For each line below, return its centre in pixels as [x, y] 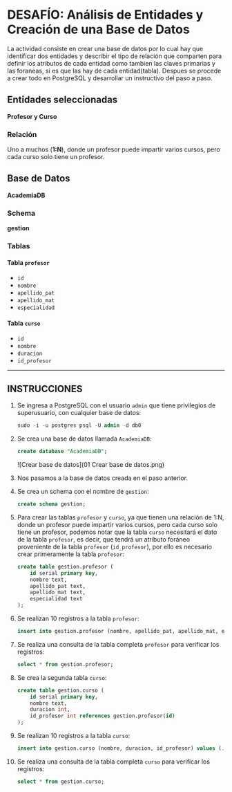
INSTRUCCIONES [45, 388]
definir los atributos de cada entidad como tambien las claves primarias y [112, 63]
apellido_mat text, [58, 592]
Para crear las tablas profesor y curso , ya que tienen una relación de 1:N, [120, 517]
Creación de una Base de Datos [98, 29]
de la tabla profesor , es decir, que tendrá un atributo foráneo [104, 539]
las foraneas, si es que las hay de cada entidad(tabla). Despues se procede [114, 71]
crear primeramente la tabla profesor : [71, 554]
